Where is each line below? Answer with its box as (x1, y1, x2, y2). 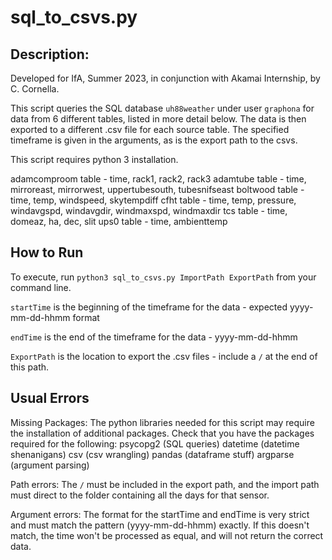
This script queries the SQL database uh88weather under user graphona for (10, 102, 315, 114)
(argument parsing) (10, 459, 90, 471)
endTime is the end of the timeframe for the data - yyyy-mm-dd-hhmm (10, 331, 298, 343)
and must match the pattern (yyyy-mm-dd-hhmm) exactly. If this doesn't (10, 519, 310, 531)
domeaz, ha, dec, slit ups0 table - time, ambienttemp (10, 216, 228, 227)
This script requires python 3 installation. (10, 154, 179, 165)
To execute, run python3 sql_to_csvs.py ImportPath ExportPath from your (10, 271, 317, 283)
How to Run (10, 244, 84, 261)
